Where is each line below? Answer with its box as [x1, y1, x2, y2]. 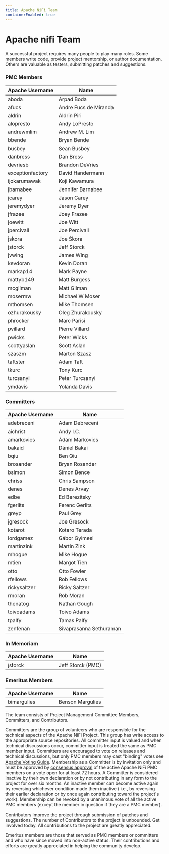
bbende [8, 136, 26, 144]
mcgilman [8, 284, 31, 291]
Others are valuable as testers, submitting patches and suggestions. [5, 61, 147, 67]
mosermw [8, 293, 32, 300]
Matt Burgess [58, 276, 90, 283]
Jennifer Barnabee [58, 185, 102, 193]
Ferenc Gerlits [58, 502, 92, 509]
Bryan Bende [58, 136, 89, 144]
